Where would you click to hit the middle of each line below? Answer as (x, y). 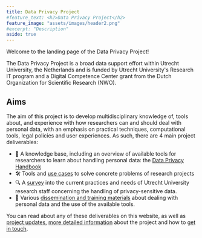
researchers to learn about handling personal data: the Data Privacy (99, 160)
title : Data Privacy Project (43, 12)
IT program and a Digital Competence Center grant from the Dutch (89, 76)
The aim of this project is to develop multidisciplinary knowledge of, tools (97, 116)
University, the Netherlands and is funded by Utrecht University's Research (100, 70)
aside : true (21, 35)
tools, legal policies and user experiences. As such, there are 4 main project (101, 135)
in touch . (17, 228)
